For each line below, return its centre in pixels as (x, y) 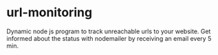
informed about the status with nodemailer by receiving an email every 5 (109, 38)
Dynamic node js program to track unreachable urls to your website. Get (109, 31)
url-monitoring (50, 13)
